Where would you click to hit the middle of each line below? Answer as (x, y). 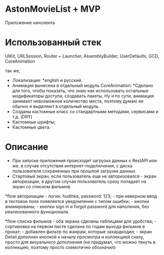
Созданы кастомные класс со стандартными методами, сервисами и (85, 111)
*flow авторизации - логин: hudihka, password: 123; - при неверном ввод (81, 196)
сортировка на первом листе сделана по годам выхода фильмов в (75, 226)
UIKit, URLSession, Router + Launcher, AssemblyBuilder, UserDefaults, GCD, (82, 56)
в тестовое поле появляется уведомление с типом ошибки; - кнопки (77, 201)
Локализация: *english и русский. (47, 80)
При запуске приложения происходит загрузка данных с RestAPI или (84, 160)
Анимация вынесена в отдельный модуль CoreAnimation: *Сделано (82, 85)
